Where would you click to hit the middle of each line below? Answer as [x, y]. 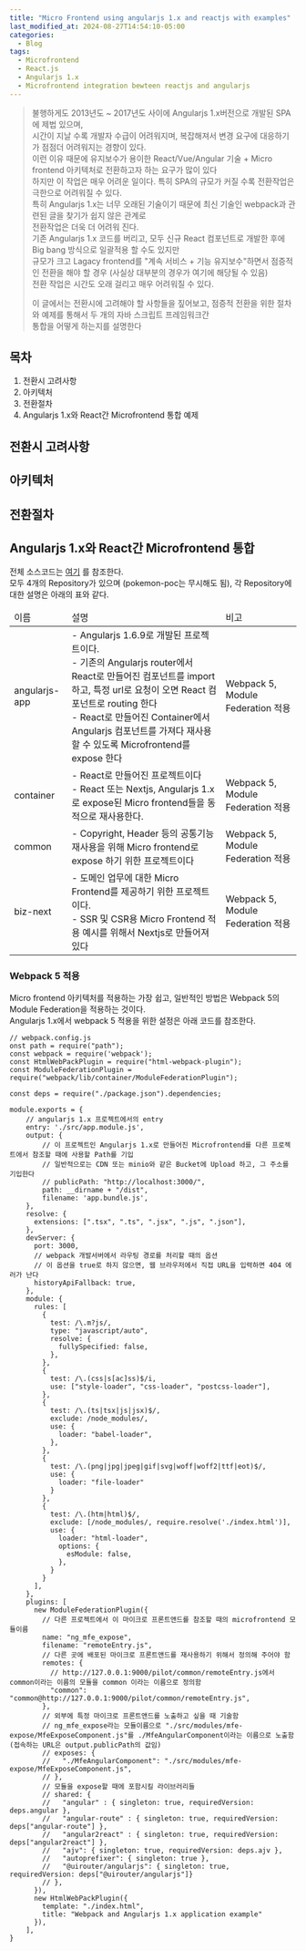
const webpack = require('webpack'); [81, 1054]
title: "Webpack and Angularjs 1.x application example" [152, 1914]
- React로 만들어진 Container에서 [141, 717]
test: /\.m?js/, [81, 1323]
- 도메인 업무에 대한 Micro [125, 878]
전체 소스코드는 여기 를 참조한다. [67, 572]
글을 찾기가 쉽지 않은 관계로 [97, 215]
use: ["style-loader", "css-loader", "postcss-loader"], [160, 1387]
